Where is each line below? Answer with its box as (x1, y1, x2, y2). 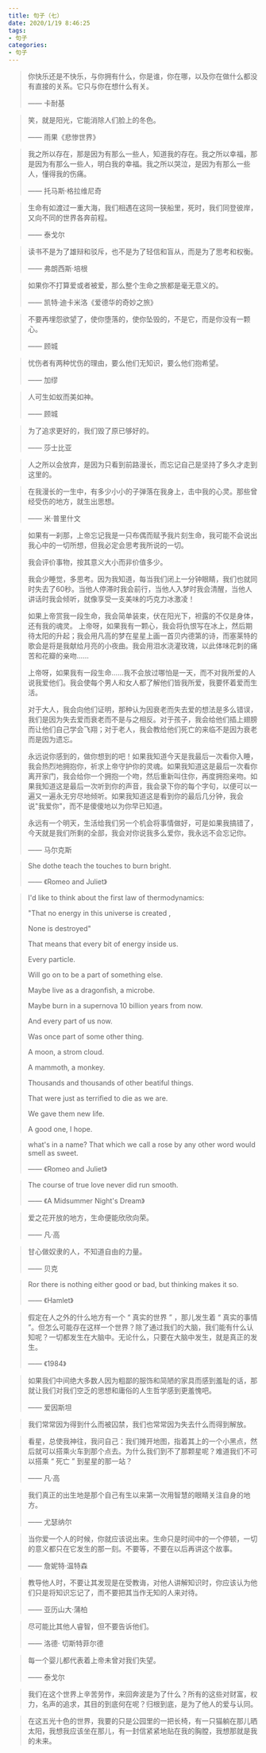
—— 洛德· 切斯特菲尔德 (27, 1638, 104, 1648)
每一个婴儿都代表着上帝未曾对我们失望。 (27, 1656, 160, 1665)
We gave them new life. (27, 1109, 105, 1118)
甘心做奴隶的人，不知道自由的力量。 (27, 1247, 147, 1256)
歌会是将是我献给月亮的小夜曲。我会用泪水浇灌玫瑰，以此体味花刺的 (27, 641, 251, 650)
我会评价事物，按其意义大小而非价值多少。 (27, 558, 168, 566)
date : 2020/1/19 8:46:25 (8, 19, 91, 27)
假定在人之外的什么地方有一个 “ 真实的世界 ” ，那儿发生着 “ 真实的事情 (27, 1313, 258, 1322)
